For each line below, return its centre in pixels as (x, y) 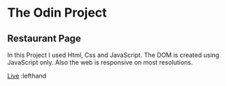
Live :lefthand (27, 76)
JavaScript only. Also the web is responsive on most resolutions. (100, 62)
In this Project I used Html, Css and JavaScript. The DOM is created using (113, 55)
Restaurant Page (44, 38)
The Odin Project (57, 13)
